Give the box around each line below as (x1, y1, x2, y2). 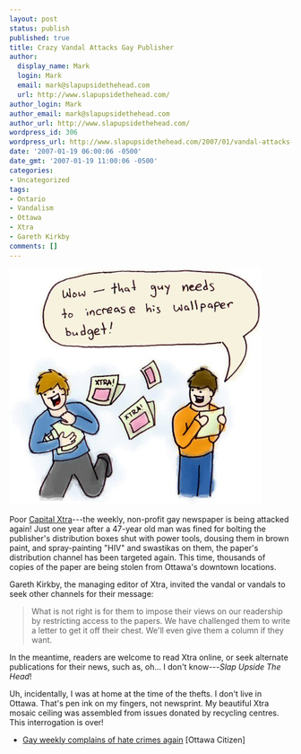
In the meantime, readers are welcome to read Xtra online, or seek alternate (9, 652, 288, 662)
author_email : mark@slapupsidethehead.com (9, 109, 170, 118)
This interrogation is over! (9, 716, 105, 727)
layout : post (9, 14, 58, 23)
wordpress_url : (9, 137, 66, 147)
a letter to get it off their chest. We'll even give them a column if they (30, 625, 284, 636)
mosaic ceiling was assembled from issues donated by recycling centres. (9, 707, 279, 718)
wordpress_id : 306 (9, 128, 78, 137)
